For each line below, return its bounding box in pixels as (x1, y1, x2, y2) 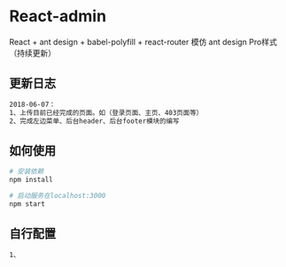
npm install (9, 175, 53, 185)
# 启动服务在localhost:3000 (9, 191, 106, 200)
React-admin (9, 6, 107, 27)
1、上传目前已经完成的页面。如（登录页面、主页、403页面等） (9, 108, 204, 117)
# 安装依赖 (9, 167, 44, 176)
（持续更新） (9, 47, 56, 58)
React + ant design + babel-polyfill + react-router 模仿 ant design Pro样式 (9, 36, 277, 47)
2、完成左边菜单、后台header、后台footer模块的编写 (9, 117, 180, 126)
